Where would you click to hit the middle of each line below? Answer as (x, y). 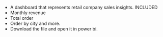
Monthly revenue (28, 13)
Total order (22, 18)
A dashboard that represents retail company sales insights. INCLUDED (84, 7)
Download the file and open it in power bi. (54, 29)
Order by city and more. (35, 23)
